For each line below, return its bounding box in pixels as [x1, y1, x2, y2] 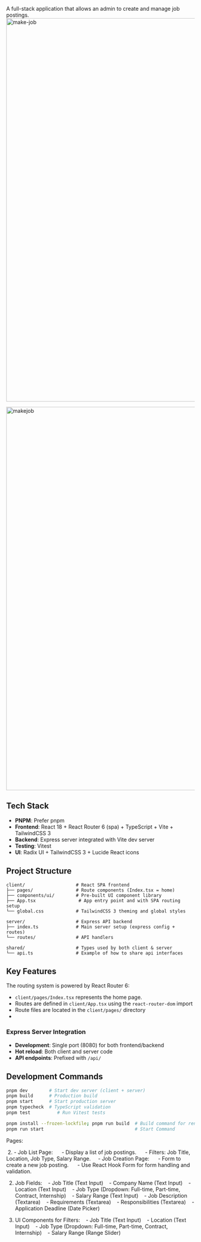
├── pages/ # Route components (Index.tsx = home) [6, 887, 175, 893]
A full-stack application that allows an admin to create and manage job [6, 5, 180, 12]
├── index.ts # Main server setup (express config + [6, 924, 175, 930]
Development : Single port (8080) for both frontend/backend [14, 1041, 165, 1048]
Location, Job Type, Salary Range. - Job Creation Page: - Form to [6, 1155, 181, 1162]
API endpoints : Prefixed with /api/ [14, 1054, 102, 1061]
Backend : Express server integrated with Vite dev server [14, 836, 155, 843]
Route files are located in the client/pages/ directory [14, 1007, 146, 1014]
